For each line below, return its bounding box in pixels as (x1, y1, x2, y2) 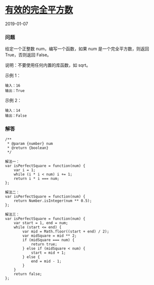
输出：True (5, 89, 25, 93)
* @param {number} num (7, 141, 53, 146)
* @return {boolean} (7, 145, 49, 150)
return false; (14, 271, 42, 276)
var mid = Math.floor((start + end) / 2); (22, 229, 109, 234)
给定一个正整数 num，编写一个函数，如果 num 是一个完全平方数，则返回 (5, 46, 149, 52)
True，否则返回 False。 (5, 52, 52, 58)
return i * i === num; (14, 176, 60, 181)
